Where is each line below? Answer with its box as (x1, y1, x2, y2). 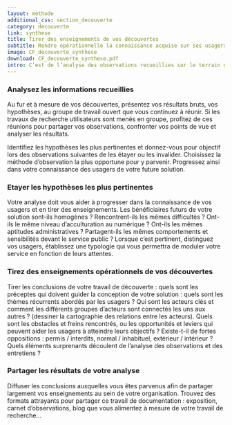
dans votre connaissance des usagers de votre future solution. (7, 165, 185, 173)
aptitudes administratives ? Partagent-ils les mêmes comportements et (7, 228, 209, 236)
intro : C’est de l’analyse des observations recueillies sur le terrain (7, 62, 221, 69)
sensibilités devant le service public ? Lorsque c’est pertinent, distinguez (7, 235, 214, 243)
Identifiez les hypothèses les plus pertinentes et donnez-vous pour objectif (7, 143, 221, 151)
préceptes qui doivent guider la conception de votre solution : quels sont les (7, 290, 224, 298)
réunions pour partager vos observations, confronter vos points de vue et (7, 122, 216, 130)
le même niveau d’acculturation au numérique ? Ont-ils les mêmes (14, 220, 203, 228)
